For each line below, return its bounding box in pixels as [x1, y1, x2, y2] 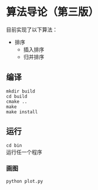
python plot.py [6, 178, 43, 184]
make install [6, 109, 38, 115]
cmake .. [6, 99, 28, 104]
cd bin [6, 142, 22, 148]
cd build [6, 93, 28, 99]
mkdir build [6, 88, 35, 94]
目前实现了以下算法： [6, 26, 58, 33]
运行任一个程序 [6, 148, 42, 155]
